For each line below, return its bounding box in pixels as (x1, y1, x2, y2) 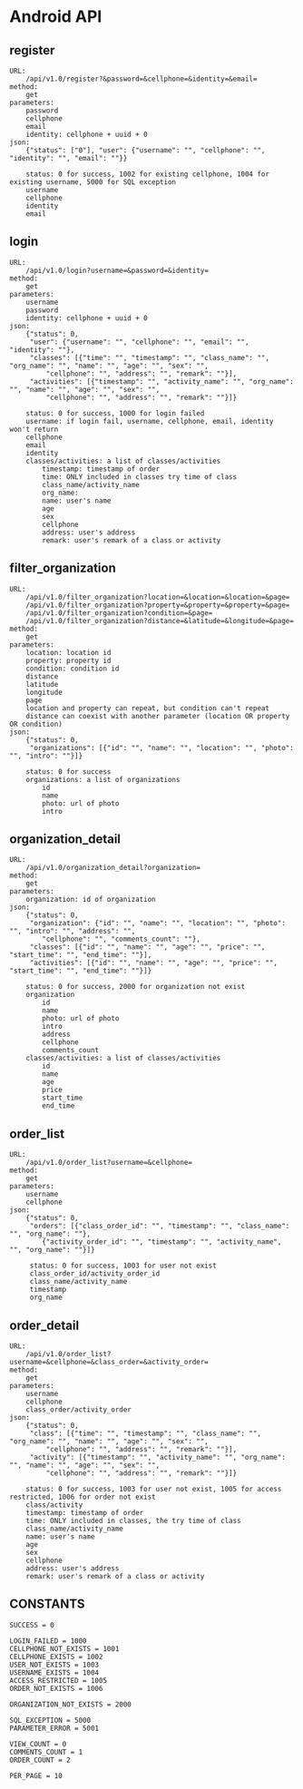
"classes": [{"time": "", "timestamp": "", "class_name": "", (29, 353, 270, 362)
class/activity (25, 1501, 83, 1510)
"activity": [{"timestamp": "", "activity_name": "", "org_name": (29, 1453, 286, 1462)
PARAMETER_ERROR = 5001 (9, 1724, 100, 1733)
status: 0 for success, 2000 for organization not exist (25, 982, 246, 992)
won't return (9, 425, 59, 434)
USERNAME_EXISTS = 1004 (9, 1667, 100, 1677)
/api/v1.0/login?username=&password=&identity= (25, 266, 209, 275)
